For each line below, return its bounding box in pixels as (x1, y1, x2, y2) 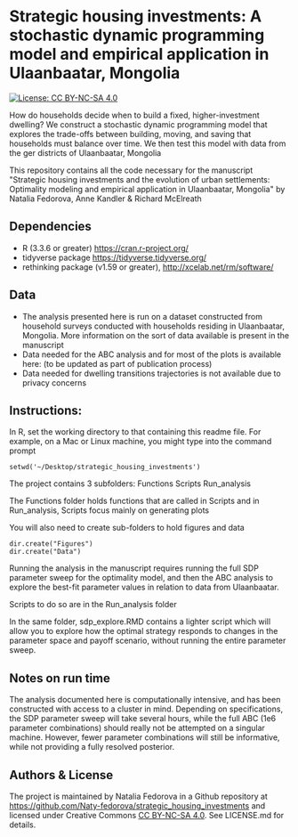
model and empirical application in (9, 45, 270, 64)
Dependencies (9, 219, 92, 234)
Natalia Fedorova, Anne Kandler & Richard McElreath (9, 193, 202, 204)
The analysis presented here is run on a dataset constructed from (21, 311, 262, 321)
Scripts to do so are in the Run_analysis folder (9, 599, 178, 610)
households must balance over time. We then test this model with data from (9, 138, 286, 149)
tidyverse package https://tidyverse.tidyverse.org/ (21, 252, 207, 263)
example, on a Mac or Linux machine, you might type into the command (9, 436, 272, 447)
